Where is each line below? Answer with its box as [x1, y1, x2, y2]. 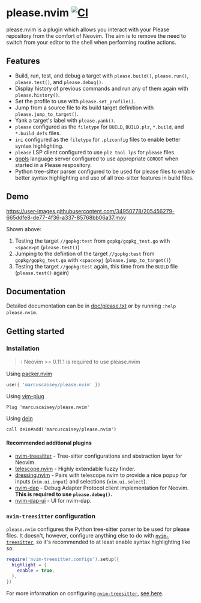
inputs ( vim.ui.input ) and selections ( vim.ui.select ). [14, 478, 148, 485]
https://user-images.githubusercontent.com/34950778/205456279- [6, 207, 175, 214]
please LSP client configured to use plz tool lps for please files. [14, 148, 176, 156]
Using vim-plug [6, 392, 44, 399]
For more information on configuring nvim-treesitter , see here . [6, 589, 164, 597]
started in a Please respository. [14, 161, 92, 168]
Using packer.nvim [6, 370, 53, 378]
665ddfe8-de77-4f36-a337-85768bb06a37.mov [6, 214, 127, 221]
